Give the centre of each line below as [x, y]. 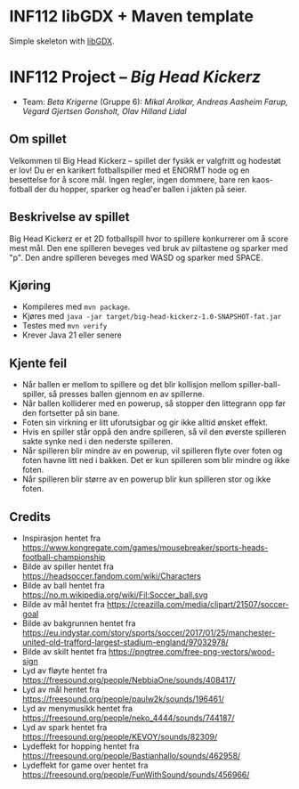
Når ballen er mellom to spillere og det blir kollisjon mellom [129, 385]
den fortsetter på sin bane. [71, 413]
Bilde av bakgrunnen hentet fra [79, 623]
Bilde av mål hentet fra [63, 604]
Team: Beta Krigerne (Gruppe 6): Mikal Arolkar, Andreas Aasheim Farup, [155, 102]
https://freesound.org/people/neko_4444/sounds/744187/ [128, 718]
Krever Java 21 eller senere [72, 335]
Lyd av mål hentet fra [61, 689]
